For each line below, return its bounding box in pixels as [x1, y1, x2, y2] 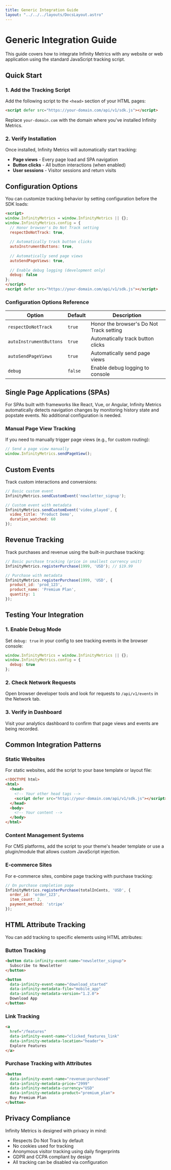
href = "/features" [10, 1029, 47, 1034]
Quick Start [5, 71, 42, 79]
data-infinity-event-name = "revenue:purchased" [10, 1076, 110, 1081]
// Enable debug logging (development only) [10, 268, 106, 273]
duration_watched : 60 [10, 517, 56, 522]
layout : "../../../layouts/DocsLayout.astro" [5, 12, 103, 17]
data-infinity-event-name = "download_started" [10, 982, 108, 987]
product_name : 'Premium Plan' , [10, 587, 76, 592]
